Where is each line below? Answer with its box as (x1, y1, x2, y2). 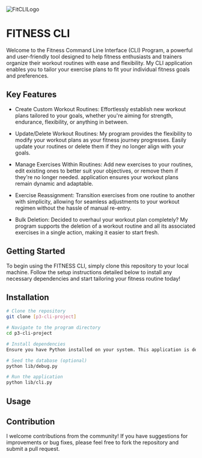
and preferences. (6, 72, 49, 79)
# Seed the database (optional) (6, 358, 87, 364)
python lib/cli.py (6, 379, 52, 386)
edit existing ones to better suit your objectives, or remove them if (14, 167, 179, 174)
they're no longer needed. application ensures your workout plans (14, 173, 179, 180)
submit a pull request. (6, 445, 60, 453)
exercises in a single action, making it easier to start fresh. (14, 228, 159, 236)
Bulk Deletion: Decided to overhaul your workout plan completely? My (14, 216, 188, 223)
